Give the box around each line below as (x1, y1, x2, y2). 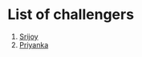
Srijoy (18, 32, 39, 41)
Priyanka (18, 40, 49, 49)
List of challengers (7, 6, 134, 24)
